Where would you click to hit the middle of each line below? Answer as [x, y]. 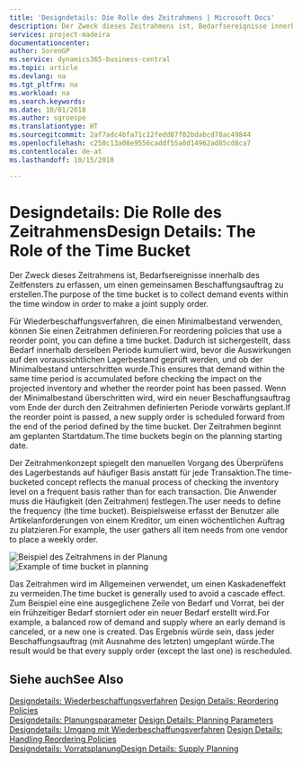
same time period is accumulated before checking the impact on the [136, 379]
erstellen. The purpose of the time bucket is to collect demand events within [149, 294]
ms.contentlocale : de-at [56, 151]
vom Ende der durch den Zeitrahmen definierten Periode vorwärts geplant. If [150, 408]
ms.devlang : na [38, 76]
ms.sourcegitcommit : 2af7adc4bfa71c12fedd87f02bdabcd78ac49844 [130, 135]
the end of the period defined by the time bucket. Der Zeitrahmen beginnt [145, 426]
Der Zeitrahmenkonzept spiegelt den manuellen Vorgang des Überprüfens [147, 463]
